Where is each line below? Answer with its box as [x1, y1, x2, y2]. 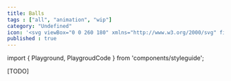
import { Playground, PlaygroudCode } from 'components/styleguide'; [7, 54, 204, 62]
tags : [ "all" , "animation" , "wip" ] [7, 16, 112, 23]
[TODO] [7, 67, 30, 76]
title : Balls [7, 10, 45, 17]
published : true [7, 35, 57, 42]
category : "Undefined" [7, 22, 72, 29]
